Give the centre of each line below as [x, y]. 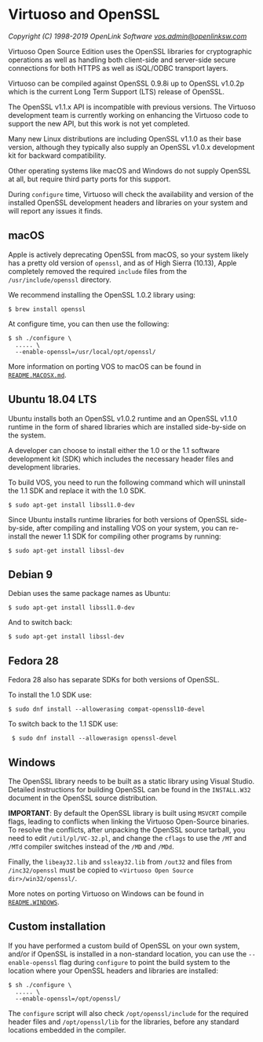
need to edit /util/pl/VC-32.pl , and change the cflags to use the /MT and [128, 838]
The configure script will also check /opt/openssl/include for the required [128, 1013]
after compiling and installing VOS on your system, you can [132, 528]
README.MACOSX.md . [37, 375]
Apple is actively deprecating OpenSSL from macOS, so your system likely [128, 254]
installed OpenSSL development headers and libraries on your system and [128, 203]
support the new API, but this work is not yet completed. [99, 123]
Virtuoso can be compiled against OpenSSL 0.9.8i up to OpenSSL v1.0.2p [126, 83]
